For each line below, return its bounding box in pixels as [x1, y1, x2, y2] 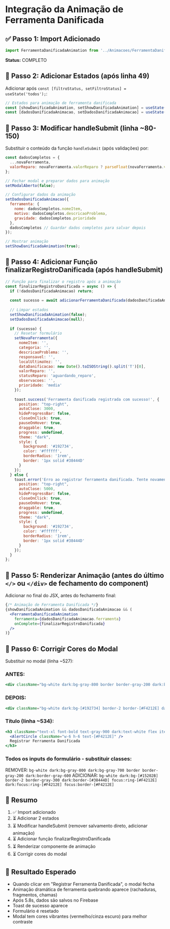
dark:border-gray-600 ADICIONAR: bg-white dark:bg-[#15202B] [25, 772, 158, 778]
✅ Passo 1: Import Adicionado [5, 34, 100, 43]
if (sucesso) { [10, 326, 42, 331]
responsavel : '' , [18, 354, 56, 359]
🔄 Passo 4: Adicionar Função [5, 257, 98, 267]
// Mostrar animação [5, 239, 49, 244]
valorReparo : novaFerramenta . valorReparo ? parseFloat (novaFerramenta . [10, 164, 164, 169]
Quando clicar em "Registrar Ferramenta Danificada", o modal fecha [12, 881, 155, 887]
